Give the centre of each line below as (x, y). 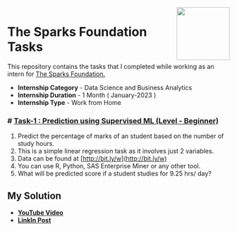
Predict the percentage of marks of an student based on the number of (121, 136)
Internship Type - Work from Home (69, 102)
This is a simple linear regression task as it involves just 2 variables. (116, 151)
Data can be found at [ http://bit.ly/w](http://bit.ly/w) (92, 158)
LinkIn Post (34, 220)
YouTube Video (40, 213)
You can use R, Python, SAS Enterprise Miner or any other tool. (109, 166)
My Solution (35, 195)
